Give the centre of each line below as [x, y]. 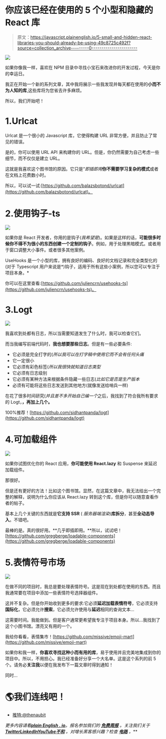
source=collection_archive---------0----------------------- [77, 48]
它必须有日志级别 [30, 373]
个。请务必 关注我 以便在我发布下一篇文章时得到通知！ [59, 665]
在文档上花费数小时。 [27, 175]
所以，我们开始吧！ [25, 101]
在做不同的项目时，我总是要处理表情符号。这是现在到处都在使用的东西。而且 [83, 586]
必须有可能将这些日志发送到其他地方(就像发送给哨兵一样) [70, 385]
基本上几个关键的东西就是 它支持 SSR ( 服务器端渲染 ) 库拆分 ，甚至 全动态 [78, 513]
